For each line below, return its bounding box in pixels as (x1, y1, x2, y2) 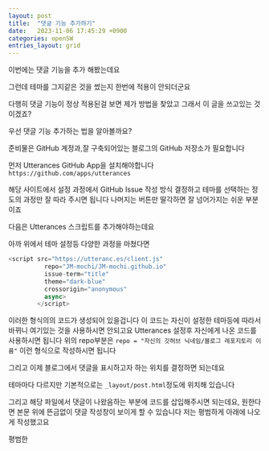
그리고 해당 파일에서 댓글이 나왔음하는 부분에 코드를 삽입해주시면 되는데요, (8, 397, 240, 407)
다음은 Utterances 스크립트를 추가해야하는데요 (8, 222, 155, 232)
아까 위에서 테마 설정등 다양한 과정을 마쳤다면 (8, 239, 150, 249)
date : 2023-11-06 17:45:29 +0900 (8, 27, 128, 35)
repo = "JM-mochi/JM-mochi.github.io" (43, 263, 167, 271)
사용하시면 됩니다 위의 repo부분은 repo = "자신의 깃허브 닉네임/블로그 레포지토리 (8, 336, 253, 345)
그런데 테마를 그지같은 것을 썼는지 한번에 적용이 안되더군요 (8, 82, 191, 92)
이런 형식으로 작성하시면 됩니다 (19, 345, 116, 355)
